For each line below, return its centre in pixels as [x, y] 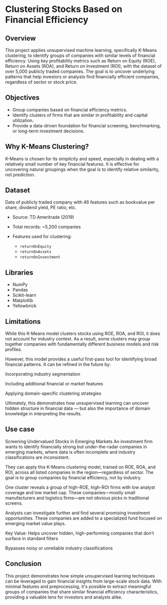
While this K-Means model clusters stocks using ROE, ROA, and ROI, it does [83, 333]
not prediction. [20, 174]
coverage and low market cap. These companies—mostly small [70, 492]
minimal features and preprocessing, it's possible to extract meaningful [78, 586]
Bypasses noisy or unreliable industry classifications [59, 548]
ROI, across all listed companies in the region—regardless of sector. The [79, 472]
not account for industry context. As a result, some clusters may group [78, 339]
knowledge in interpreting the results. [44, 414]
